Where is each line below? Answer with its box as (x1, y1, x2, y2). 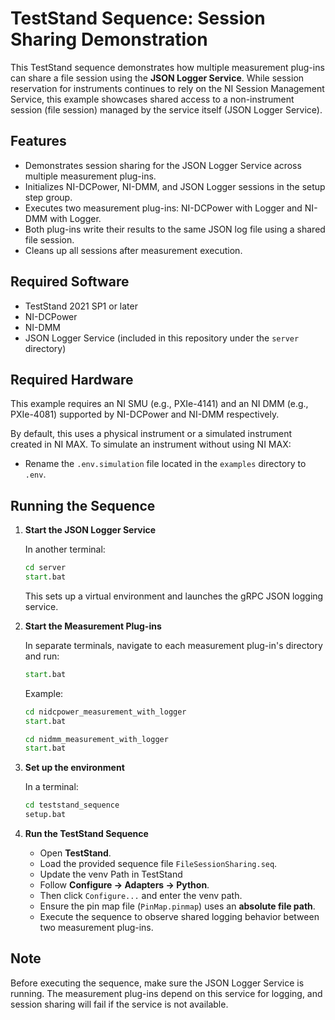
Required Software (10, 273, 130, 291)
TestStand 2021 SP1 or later (24, 300, 138, 312)
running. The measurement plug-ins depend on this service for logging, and (10, 987, 323, 999)
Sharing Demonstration (10, 28, 208, 51)
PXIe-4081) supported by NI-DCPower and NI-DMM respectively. (10, 408, 280, 421)
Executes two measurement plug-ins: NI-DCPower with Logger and (24, 202, 303, 214)
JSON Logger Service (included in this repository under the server (24, 332, 300, 344)
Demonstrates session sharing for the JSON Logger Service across (24, 159, 302, 171)
